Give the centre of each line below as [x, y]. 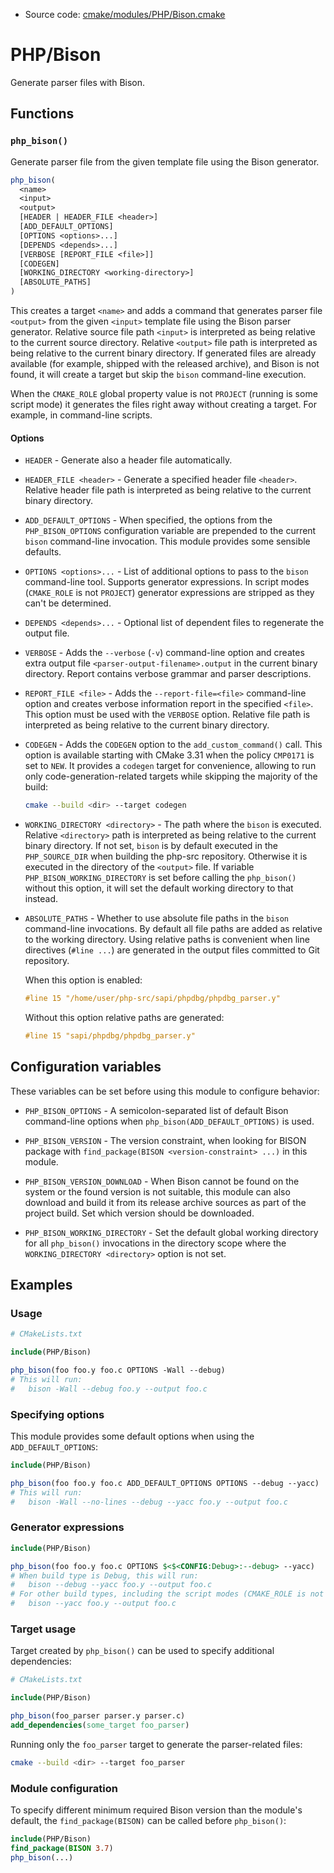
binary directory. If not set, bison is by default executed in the [151, 846]
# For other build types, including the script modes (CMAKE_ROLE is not [167, 1594]
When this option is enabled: [83, 980]
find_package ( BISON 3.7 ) [62, 1848]
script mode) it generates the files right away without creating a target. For [163, 404]
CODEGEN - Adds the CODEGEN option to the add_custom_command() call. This [173, 745]
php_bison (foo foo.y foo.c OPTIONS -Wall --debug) [118, 1370]
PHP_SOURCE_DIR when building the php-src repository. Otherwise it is [166, 856]
